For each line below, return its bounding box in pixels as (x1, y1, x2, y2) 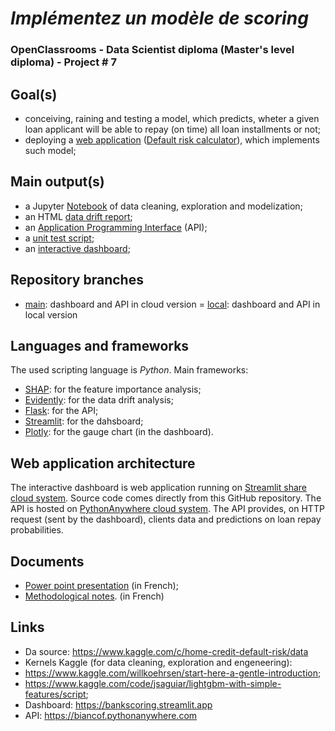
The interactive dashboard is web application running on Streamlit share (10, 482, 307, 494)
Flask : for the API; (24, 405, 99, 417)
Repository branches (10, 272, 144, 289)
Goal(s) (10, 86, 58, 103)
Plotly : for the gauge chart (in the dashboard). (24, 426, 214, 438)
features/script (24, 688, 87, 700)
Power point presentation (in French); (24, 579, 179, 591)
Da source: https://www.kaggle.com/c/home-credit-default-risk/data (24, 645, 309, 657)
